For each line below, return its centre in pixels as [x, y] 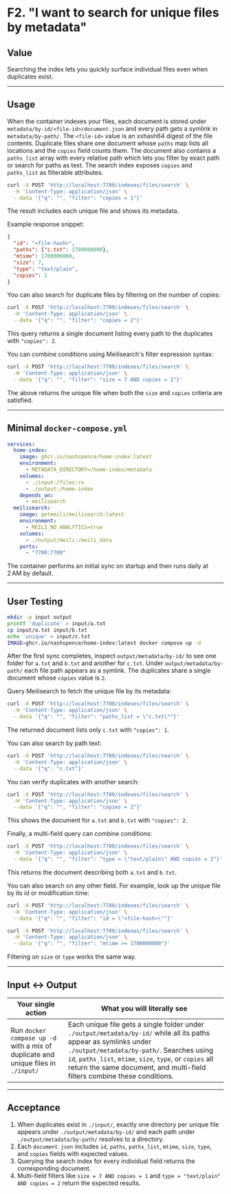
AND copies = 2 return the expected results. [79, 1183]
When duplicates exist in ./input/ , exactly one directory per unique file [118, 1124]
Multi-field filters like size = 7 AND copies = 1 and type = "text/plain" [119, 1175]
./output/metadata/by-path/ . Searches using [141, 1050]
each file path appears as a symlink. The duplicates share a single [117, 671]
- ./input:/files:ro [55, 482]
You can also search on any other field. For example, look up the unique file [114, 886]
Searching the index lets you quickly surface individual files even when [108, 69]
